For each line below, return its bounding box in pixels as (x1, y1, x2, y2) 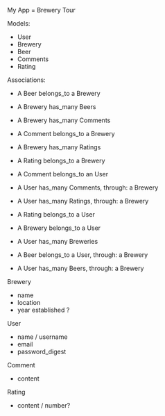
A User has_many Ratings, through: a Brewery (17, 197, 149, 205)
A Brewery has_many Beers (17, 103, 96, 110)
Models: (7, 19, 31, 27)
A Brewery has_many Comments (17, 116, 111, 124)
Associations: (7, 76, 46, 84)
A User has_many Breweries (17, 238, 98, 245)
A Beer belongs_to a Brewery (17, 90, 101, 97)
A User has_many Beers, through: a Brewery (17, 264, 144, 272)
